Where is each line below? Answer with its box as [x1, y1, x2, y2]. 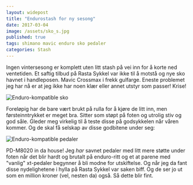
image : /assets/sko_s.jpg [6, 28, 69, 34]
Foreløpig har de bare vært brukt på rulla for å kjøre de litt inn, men [6, 105, 167, 112]
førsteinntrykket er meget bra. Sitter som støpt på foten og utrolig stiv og [6, 111, 182, 118]
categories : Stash [6, 47, 51, 53]
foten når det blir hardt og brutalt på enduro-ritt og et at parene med [6, 153, 171, 160]
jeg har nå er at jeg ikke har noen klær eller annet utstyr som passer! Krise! [6, 82, 187, 90]
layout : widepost [6, 9, 49, 15]
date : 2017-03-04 [6, 22, 49, 28]
